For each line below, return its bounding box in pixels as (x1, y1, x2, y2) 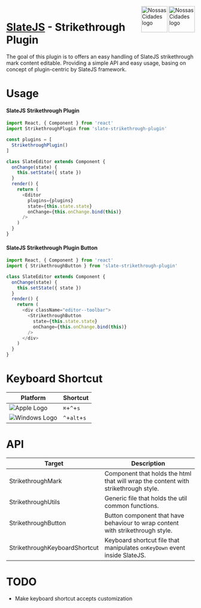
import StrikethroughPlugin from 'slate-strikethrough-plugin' (6, 126, 167, 132)
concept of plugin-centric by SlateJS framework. (6, 65, 127, 73)
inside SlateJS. (104, 551, 147, 559)
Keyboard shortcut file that (104, 536, 179, 544)
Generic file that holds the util (104, 494, 187, 502)
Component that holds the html (104, 469, 191, 477)
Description (131, 459, 166, 467)
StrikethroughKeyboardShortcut (9, 543, 99, 552)
